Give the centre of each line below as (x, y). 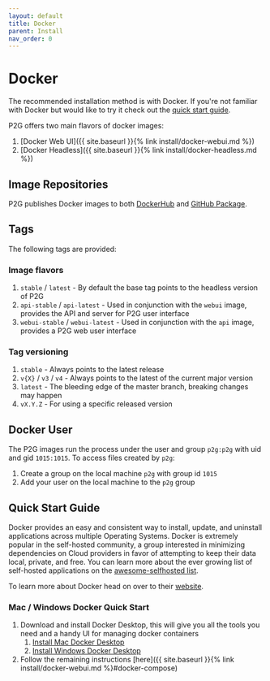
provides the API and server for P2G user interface (105, 314)
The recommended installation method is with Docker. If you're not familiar (133, 102)
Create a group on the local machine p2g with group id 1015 (118, 474)
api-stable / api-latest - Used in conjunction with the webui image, (133, 305)
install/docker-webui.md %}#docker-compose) (99, 668)
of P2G (32, 297)
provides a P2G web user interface (78, 331)
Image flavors (36, 270)
